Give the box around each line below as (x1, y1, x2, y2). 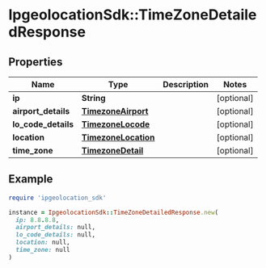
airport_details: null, (15, 224, 95, 232)
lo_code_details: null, (15, 231, 95, 239)
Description (163, 79, 209, 90)
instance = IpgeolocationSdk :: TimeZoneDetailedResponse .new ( (8, 208, 219, 216)
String (81, 93, 107, 103)
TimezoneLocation (81, 132, 155, 143)
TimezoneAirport (81, 106, 149, 116)
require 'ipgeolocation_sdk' (8, 194, 107, 202)
